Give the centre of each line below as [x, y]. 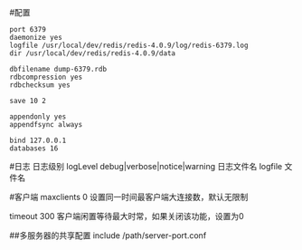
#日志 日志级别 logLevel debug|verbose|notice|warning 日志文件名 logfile [146, 166]
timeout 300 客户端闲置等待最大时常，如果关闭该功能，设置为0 [127, 216]
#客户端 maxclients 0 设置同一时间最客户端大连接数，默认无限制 [129, 197]
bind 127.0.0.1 [38, 140]
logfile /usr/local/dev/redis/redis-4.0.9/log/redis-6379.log [129, 45]
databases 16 [34, 149]
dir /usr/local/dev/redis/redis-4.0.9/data [93, 53]
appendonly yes [38, 117]
